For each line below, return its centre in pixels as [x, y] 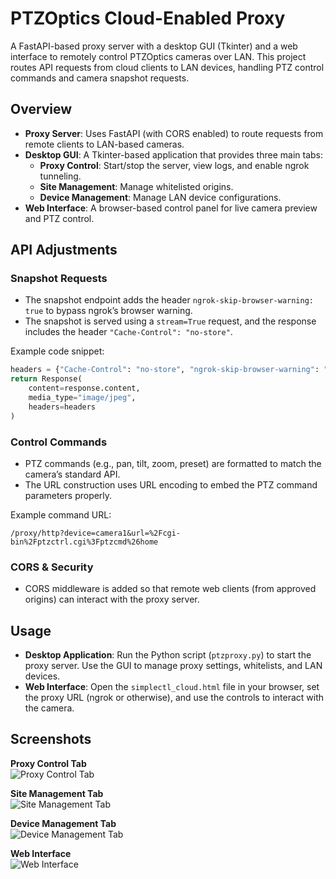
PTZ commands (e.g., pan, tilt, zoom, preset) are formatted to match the [173, 463]
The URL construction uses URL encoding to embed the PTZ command [171, 484]
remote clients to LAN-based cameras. [104, 144]
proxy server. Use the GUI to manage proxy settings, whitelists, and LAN [173, 666]
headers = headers [62, 407]
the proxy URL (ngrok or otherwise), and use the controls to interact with [174, 698]
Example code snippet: [57, 351]
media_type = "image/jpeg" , [82, 398]
